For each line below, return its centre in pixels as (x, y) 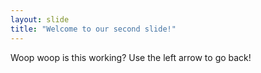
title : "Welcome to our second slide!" (93, 29)
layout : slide (40, 19)
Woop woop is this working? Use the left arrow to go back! (131, 57)
